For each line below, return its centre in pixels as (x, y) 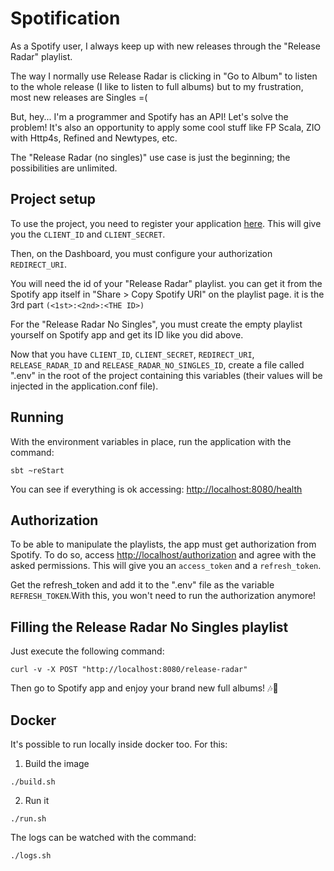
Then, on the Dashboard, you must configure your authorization (141, 253)
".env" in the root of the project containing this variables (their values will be (166, 375)
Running (37, 417)
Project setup (53, 199)
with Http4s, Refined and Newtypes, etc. (94, 138)
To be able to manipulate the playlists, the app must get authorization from (163, 544)
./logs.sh (31, 856)
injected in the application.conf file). (84, 386)
